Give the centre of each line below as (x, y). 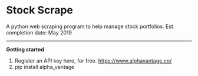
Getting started (25, 49)
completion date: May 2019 (39, 32)
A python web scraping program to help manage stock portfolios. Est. (90, 26)
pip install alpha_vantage (44, 67)
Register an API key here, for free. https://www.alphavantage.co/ (93, 61)
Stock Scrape (40, 10)
